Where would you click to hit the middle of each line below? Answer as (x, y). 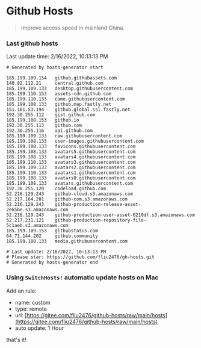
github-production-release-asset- (98, 205)
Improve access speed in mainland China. (73, 28)
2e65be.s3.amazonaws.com (37, 210)
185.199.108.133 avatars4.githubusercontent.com (71, 157)
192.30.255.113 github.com (44, 126)
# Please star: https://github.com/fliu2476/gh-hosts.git (80, 257)
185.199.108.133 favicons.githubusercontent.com (71, 147)
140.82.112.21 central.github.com (55, 83)
